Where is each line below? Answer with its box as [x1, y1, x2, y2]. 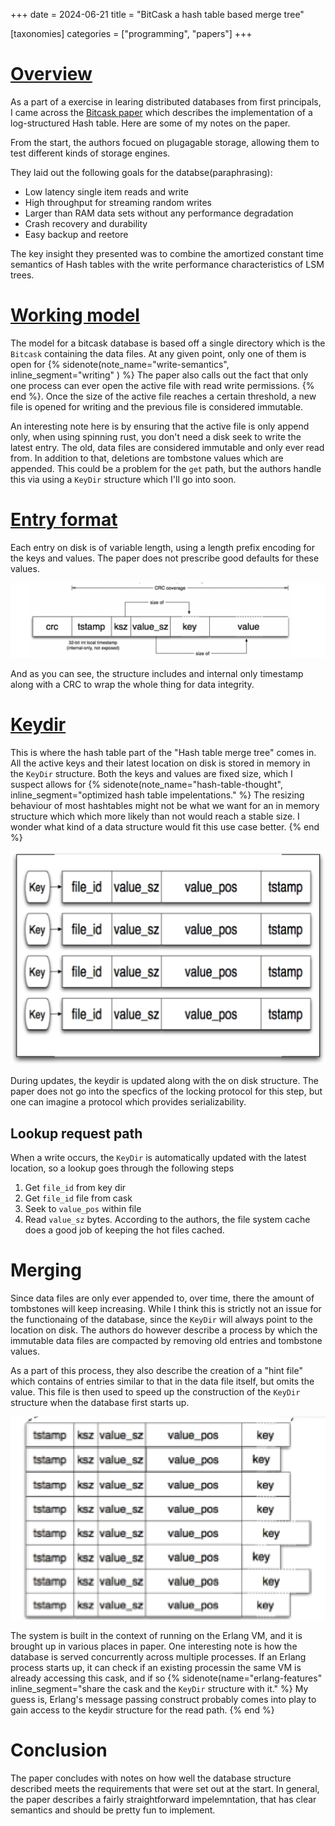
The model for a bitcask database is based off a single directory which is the [10, 337, 326, 349]
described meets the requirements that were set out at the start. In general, [10, 1782, 320, 1794]
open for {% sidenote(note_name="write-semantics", [10, 358, 230, 370]
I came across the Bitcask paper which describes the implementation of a [10, 106, 313, 118]
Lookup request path [10, 1125, 143, 1142]
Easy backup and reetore [24, 228, 129, 240]
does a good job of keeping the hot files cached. [24, 1224, 225, 1236]
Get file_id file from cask [24, 1192, 133, 1204]
